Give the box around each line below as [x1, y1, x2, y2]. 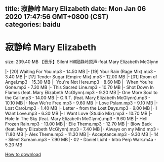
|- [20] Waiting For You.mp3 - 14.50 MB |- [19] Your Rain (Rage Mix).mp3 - [5, 68, 157, 75]
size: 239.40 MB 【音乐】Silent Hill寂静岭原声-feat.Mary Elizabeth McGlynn [5, 59, 159, 65]
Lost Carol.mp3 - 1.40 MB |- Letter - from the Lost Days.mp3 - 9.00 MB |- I [5, 105, 157, 111]
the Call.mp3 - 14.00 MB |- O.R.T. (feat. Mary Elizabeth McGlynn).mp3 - [5, 95, 151, 101]
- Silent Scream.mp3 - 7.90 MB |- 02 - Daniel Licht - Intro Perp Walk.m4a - [5, 137, 157, 143]
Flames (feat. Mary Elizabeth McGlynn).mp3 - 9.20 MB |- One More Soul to [5, 90, 158, 96]
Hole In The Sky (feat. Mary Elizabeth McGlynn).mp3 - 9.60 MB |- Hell [5, 116, 148, 122]
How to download [5, 152, 41, 158]
